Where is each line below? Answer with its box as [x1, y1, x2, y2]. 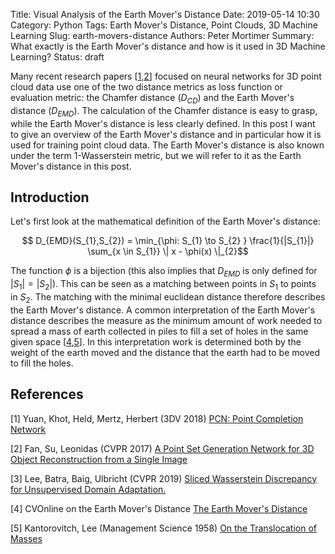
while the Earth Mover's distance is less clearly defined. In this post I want [10, 117, 316, 129]
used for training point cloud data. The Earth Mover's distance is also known [10, 139, 325, 151]
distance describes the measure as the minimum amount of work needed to [10, 314, 323, 326]
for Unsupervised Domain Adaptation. [10, 483, 167, 495]
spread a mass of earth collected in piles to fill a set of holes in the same [10, 325, 309, 337]
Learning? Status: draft [10, 51, 105, 63]
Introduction [10, 189, 90, 206]
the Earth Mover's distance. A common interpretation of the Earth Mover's [10, 304, 316, 316]
